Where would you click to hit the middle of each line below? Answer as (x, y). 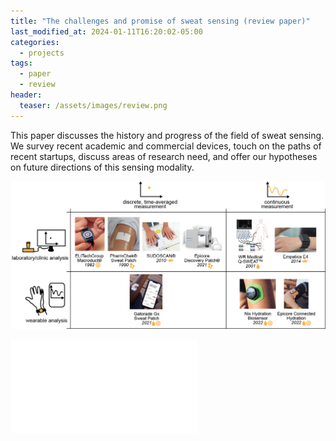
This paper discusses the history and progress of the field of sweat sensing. (167, 135)
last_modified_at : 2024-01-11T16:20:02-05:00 (106, 31)
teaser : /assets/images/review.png (93, 105)
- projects (42, 53)
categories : (35, 42)
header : (26, 95)
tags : (21, 63)
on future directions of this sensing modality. (102, 167)
